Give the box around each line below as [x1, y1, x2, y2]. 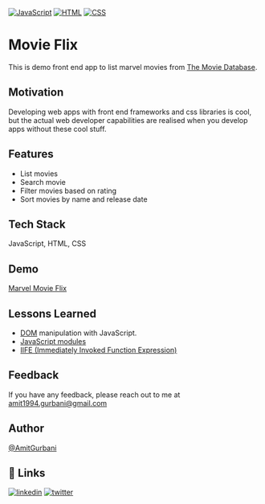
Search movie [19, 177, 66, 186]
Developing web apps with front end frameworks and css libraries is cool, [8, 107, 252, 117]
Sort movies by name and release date [19, 194, 148, 204]
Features [8, 147, 54, 161]
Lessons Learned [8, 306, 96, 321]
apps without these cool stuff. [8, 124, 107, 133]
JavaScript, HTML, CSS [8, 239, 87, 248]
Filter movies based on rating [19, 186, 117, 195]
